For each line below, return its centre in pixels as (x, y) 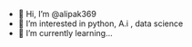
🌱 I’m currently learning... (65, 33)
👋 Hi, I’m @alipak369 (57, 14)
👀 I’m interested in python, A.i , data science (101, 23)
